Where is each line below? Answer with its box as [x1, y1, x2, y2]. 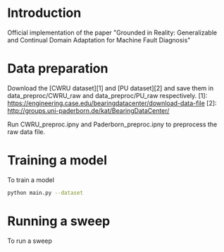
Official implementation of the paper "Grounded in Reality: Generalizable [7, 28, 217, 37]
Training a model [7, 152, 108, 169]
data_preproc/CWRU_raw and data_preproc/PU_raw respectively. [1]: [7, 91, 208, 100]
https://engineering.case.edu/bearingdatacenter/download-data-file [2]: [7, 99, 217, 107]
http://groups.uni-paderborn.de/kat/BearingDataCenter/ [7, 106, 170, 114]
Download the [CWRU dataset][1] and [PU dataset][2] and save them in [7, 83, 213, 92]
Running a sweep [7, 213, 111, 229]
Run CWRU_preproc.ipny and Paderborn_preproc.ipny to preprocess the [7, 120, 218, 128]
